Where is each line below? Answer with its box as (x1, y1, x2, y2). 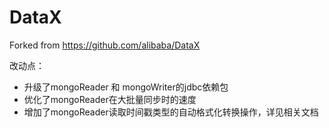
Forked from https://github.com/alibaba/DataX (9, 39, 201, 51)
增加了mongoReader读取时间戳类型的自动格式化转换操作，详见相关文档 (23, 106, 319, 118)
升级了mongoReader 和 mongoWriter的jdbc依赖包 (23, 81, 229, 93)
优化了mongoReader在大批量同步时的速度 (23, 93, 197, 105)
